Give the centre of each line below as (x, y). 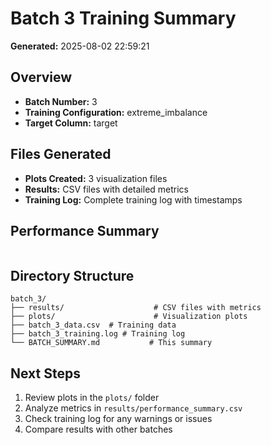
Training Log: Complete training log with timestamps (133, 199)
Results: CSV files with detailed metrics (106, 189)
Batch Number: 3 (61, 101)
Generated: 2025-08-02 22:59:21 (80, 46)
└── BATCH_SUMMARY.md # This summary (111, 343)
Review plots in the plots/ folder (92, 397)
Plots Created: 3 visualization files (96, 178)
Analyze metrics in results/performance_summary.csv (133, 408)
